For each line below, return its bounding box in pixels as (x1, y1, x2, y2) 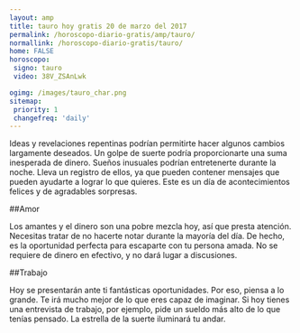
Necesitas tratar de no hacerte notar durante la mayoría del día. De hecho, (9, 231, 286, 242)
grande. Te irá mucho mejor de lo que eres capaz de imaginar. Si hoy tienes (9, 294, 290, 305)
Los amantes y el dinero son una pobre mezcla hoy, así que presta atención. (9, 221, 292, 232)
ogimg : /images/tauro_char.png (9, 88, 127, 97)
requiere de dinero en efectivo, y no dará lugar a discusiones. (9, 250, 238, 261)
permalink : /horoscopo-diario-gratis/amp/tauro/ (9, 30, 195, 39)
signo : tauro (13, 64, 63, 73)
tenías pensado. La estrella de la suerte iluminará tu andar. (9, 313, 226, 325)
